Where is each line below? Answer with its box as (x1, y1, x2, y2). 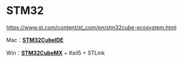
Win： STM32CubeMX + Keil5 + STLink (6, 49, 105, 57)
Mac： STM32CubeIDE (6, 36, 64, 43)
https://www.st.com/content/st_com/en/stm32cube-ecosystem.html (6, 24, 177, 31)
